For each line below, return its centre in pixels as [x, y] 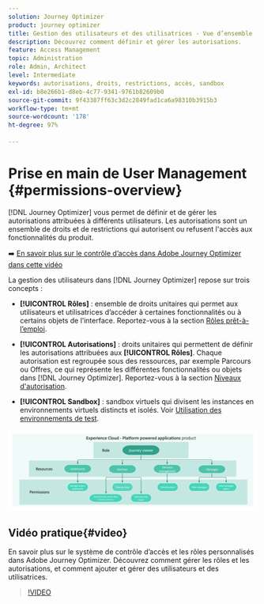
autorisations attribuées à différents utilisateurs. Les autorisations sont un [128, 221]
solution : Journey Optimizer [56, 17]
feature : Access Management [55, 50]
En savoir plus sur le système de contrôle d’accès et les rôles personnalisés [131, 552]
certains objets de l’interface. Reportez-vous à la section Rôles [122, 320]
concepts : [26, 288]
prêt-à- [238, 320]
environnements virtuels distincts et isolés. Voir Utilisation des [121, 410]
